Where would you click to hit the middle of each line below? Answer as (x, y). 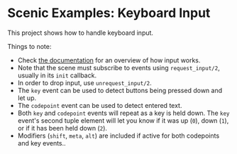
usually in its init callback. (57, 75)
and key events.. (42, 143)
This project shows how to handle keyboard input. (81, 33)
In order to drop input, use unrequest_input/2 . (85, 82)
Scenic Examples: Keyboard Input (109, 13)
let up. (27, 98)
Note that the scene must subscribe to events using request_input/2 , (118, 67)
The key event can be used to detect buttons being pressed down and (120, 90)
